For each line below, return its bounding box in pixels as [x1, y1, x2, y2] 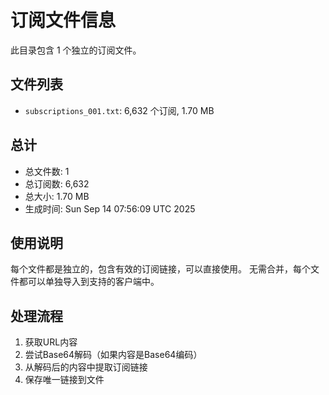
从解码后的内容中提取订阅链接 [24, 361, 148, 373]
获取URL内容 [24, 336, 78, 348]
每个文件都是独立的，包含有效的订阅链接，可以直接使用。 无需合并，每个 [10, 263, 311, 275]
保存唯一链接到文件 [24, 374, 105, 386]
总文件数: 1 [24, 165, 70, 177]
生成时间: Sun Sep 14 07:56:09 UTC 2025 [24, 202, 196, 215]
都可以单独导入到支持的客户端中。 [18, 276, 160, 288]
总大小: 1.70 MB [24, 190, 90, 202]
